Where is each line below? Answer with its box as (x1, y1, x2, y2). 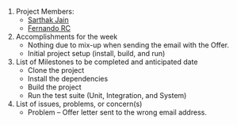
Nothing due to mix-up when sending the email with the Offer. (27, 40, 230, 50)
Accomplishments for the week (15, 32, 118, 41)
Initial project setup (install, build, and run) (27, 49, 166, 58)
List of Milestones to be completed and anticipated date (15, 57, 198, 66)
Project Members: (15, 7, 75, 16)
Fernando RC (27, 24, 71, 32)
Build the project (27, 82, 82, 92)
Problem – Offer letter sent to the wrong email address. (27, 108, 208, 117)
